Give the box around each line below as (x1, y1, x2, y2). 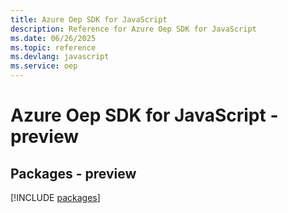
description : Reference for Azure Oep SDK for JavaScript (10, 24, 257, 34)
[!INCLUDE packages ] (10, 192, 101, 203)
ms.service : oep (10, 61, 78, 71)
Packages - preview (10, 165, 137, 182)
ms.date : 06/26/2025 (10, 33, 97, 43)
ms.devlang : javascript (10, 52, 110, 62)
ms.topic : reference (10, 42, 97, 53)
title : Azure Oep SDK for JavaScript (10, 14, 168, 25)
